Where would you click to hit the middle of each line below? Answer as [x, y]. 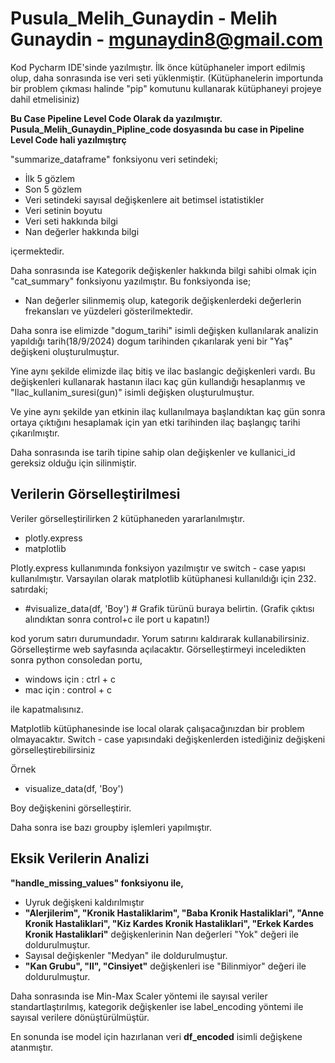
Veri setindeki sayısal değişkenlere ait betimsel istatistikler [144, 199]
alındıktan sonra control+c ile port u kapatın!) [117, 619]
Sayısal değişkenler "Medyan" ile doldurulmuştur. [126, 955]
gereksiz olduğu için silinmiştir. [73, 463]
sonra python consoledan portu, [76, 659]
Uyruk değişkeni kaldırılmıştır [84, 902]
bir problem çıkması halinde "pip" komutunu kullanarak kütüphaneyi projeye [166, 88]
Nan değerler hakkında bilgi [82, 231]
